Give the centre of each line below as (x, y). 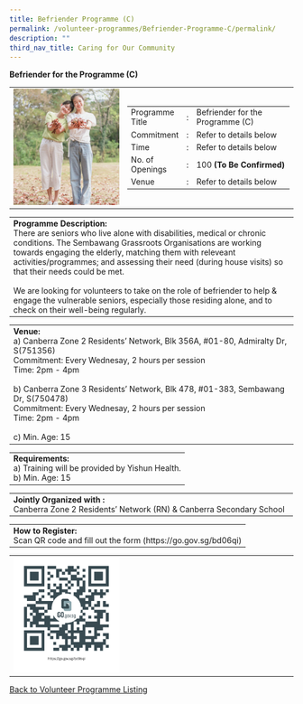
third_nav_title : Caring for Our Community (92, 48)
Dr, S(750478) (41, 399)
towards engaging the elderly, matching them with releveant (124, 252)
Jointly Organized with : (59, 499)
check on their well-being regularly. (80, 310)
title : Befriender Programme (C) (72, 19)
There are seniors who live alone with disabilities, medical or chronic (140, 233)
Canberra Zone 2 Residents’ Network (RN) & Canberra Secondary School (149, 509)
